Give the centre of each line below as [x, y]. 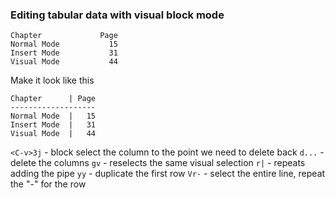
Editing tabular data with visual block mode [117, 15]
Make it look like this [52, 80]
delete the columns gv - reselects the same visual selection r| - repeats [158, 163]
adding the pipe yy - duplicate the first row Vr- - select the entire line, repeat [168, 174]
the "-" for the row [48, 184]
